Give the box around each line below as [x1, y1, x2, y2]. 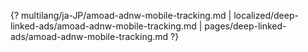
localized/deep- [233, 10, 299, 21]
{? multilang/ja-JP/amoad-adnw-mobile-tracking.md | [10, 10, 232, 21]
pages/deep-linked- [204, 20, 287, 32]
